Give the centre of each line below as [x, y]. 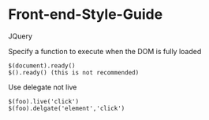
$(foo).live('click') [44, 101]
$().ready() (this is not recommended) [74, 72]
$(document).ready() [42, 65]
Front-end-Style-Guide [86, 15]
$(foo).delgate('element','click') [67, 108]
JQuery [21, 36]
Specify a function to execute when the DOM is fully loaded [105, 51]
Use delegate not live [43, 87]
